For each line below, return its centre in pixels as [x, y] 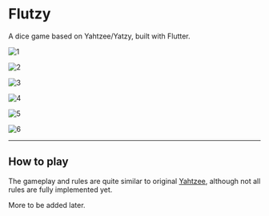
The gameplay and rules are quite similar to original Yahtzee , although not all [134, 181]
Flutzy [30, 14]
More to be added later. [47, 205]
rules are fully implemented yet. [60, 190]
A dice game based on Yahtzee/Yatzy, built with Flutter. [99, 36]
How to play [38, 162]
